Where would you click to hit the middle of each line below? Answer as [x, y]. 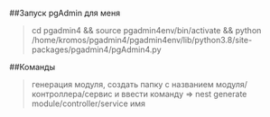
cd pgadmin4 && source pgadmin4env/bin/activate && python [146, 30]
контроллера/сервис [72, 94]
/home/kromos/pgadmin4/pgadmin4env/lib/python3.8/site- [142, 40]
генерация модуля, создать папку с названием [122, 84]
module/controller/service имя [88, 103]
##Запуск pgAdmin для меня [65, 13]
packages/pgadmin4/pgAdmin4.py [96, 49]
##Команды [33, 67]
